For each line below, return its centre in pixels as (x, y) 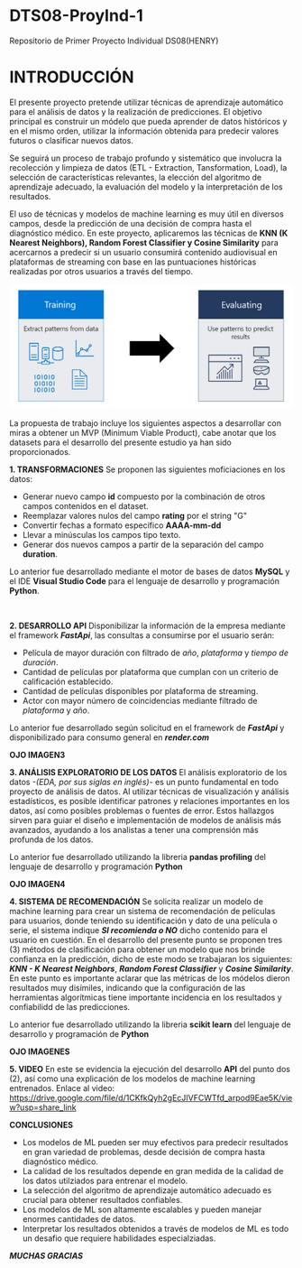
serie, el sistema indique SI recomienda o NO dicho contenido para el (138, 930)
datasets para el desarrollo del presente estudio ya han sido (121, 442)
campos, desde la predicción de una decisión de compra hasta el (131, 223)
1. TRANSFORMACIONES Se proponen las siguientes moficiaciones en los (147, 469)
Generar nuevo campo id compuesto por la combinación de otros (144, 496)
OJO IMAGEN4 (37, 884)
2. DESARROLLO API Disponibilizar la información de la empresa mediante (147, 625)
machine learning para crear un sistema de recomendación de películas (142, 911)
